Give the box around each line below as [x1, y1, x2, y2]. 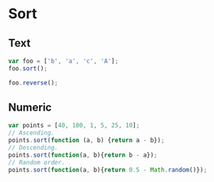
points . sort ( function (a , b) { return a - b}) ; [8, 136, 165, 145]
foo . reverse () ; [8, 78, 59, 87]
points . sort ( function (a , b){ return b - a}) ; [8, 151, 158, 159]
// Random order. [8, 158, 66, 166]
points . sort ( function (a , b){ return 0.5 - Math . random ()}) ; [8, 165, 208, 174]
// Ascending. [8, 129, 55, 137]
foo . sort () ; [8, 64, 48, 72]
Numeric [8, 100, 52, 115]
